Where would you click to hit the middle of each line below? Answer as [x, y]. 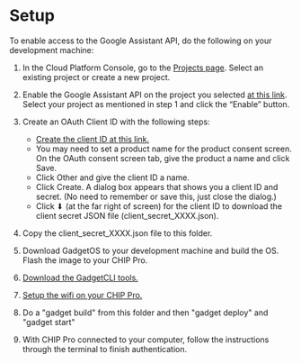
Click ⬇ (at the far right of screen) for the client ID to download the [159, 206]
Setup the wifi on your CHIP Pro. [82, 295]
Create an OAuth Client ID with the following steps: [116, 122]
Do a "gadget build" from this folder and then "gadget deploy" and [145, 313]
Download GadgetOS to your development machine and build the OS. [150, 250]
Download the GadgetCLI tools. [80, 277]
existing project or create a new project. [96, 77]
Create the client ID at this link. [93, 139]
